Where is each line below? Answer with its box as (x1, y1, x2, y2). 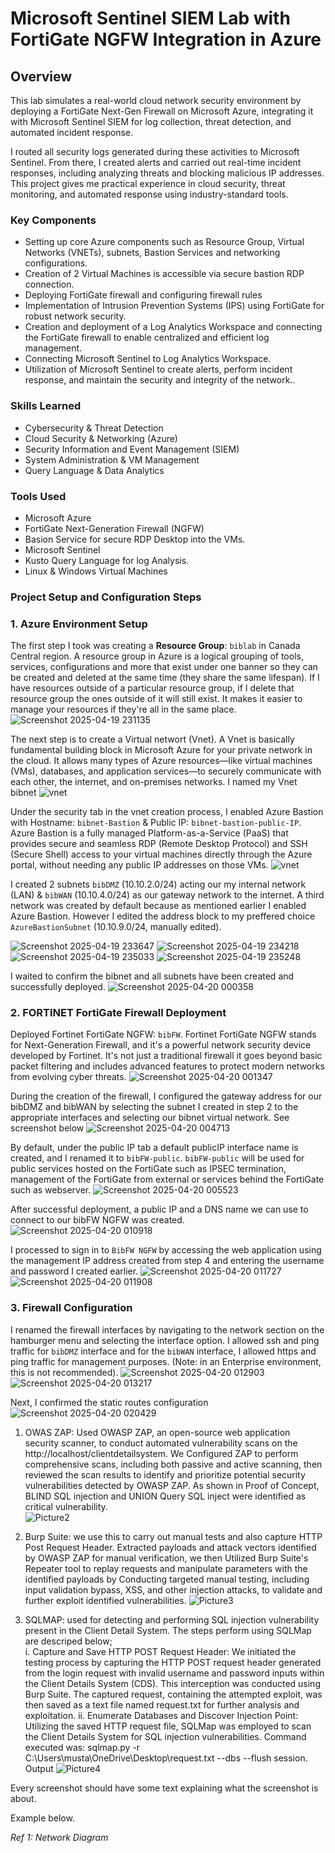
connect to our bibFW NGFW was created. (10, 1214, 185, 1226)
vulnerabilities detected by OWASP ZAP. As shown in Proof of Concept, (24, 1479, 320, 1491)
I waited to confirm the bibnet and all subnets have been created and (10, 970, 295, 982)
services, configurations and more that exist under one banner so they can (10, 661, 318, 673)
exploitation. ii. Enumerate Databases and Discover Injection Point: (24, 1709, 299, 1721)
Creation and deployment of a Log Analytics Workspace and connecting (24, 321, 323, 333)
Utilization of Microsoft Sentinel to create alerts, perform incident (24, 363, 293, 376)
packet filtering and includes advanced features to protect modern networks (10, 1060, 325, 1072)
